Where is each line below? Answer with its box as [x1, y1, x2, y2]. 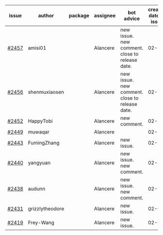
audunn [28, 186, 46, 192]
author [38, 12, 54, 19]
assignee [94, 12, 116, 19]
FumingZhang [28, 140, 60, 146]
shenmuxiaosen [28, 89, 65, 95]
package [68, 12, 90, 19]
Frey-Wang [28, 220, 54, 226]
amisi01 [28, 44, 47, 51]
